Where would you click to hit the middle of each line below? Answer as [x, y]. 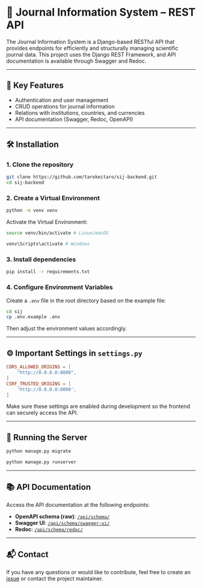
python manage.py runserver [41, 462]
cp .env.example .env [33, 317]
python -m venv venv [32, 211]
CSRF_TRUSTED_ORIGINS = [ [38, 384]
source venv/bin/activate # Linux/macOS [58, 233]
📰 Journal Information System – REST [101, 12]
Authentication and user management [62, 100]
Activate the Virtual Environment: [47, 222]
